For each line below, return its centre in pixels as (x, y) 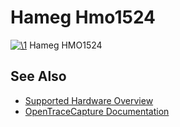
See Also (38, 76)
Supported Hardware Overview (89, 100)
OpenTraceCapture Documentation (97, 111)
